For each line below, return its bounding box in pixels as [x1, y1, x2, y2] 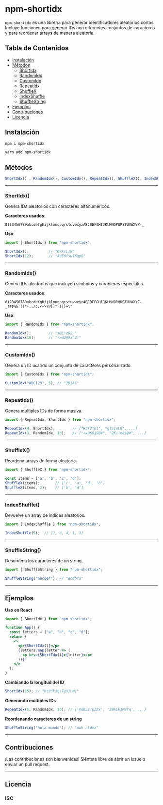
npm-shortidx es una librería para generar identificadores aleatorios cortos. [5, 20, 155, 25]
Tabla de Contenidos [5, 44, 69, 52]
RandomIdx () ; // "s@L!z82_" [5, 331, 77, 336]
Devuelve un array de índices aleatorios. [5, 512, 86, 518]
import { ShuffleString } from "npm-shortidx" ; [5, 567, 103, 572]
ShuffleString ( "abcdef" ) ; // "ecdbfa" [5, 576, 83, 581]
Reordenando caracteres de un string [5, 716, 82, 722]
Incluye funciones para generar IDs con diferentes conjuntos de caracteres [5, 24, 155, 30]
